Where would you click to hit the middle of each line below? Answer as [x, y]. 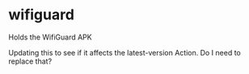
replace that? [30, 61]
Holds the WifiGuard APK [50, 37]
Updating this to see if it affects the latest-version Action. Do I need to [124, 52]
